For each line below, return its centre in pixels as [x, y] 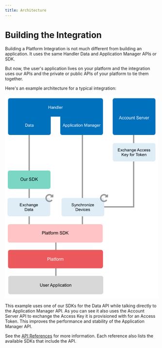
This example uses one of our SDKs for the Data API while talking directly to [81, 306]
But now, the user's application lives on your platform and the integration [78, 68]
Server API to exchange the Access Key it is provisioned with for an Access [80, 316]
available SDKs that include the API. [41, 341]
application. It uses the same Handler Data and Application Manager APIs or [81, 54]
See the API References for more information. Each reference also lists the [79, 336]
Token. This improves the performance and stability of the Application [75, 321]
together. [14, 78]
